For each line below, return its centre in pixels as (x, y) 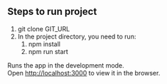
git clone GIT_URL (44, 28)
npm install (44, 44)
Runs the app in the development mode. (66, 65)
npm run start (48, 51)
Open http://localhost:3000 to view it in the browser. (84, 73)
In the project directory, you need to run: (77, 36)
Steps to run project (52, 12)
